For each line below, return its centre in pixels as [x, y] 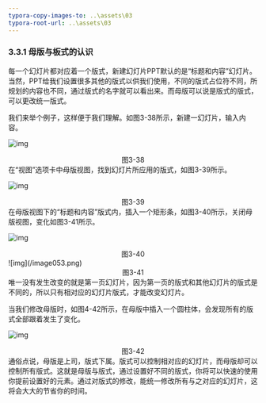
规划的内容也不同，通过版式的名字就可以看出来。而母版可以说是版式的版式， [133, 90]
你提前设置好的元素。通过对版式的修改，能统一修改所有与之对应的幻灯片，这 [133, 381]
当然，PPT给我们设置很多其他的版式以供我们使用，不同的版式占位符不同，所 [133, 81]
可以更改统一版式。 [40, 101]
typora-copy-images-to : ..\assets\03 [70, 15]
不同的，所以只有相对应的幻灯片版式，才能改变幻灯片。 [98, 292]
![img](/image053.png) [45, 263]
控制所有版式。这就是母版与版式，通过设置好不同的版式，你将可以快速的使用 [133, 370]
